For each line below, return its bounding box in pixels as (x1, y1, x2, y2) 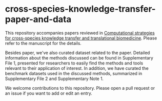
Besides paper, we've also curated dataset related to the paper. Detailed (5, 50, 150, 56)
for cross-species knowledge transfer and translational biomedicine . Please (5, 35, 157, 41)
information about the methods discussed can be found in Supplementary (5, 55, 154, 61)
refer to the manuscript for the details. (5, 40, 81, 46)
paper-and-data (5, 14, 72, 25)
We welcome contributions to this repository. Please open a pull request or (5, 85, 155, 91)
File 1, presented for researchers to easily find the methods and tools (5, 60, 143, 66)
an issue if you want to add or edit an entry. (5, 90, 93, 96)
